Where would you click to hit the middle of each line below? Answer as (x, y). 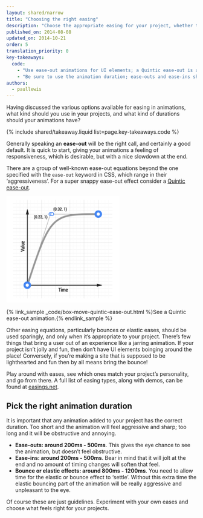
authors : (17, 83)
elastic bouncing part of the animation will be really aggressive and (98, 484)
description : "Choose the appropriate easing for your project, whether (100, 25)
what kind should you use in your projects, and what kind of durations (93, 114)
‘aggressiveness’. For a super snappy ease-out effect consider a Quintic (96, 181)
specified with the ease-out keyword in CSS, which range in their (87, 175)
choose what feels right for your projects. (58, 508)
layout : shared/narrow (35, 13)
